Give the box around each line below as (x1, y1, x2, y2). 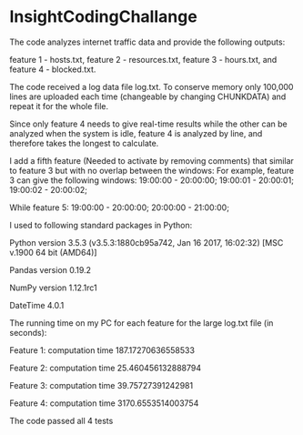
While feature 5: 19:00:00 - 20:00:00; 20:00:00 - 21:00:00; (9, 202, 230, 213)
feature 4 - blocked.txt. (9, 64, 96, 75)
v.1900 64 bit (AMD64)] (9, 247, 97, 258)
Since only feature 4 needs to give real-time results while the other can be (9, 118, 288, 129)
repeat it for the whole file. (9, 100, 109, 111)
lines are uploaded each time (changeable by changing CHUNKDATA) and (9, 91, 287, 102)
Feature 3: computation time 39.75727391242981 (9, 379, 194, 390)
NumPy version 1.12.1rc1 (9, 282, 97, 293)
